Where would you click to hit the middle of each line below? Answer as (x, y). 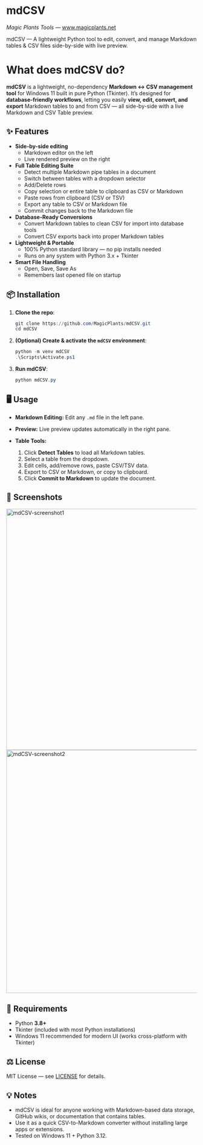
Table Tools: (31, 440)
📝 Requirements (37, 1008)
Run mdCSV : (31, 369)
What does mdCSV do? (66, 70)
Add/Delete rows (45, 185)
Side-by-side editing (41, 146)
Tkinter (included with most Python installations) (75, 1030)
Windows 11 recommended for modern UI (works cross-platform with (101, 1036)
